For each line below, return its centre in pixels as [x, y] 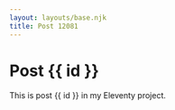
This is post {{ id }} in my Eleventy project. [88, 96]
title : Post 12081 [44, 26]
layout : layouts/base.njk [58, 18]
